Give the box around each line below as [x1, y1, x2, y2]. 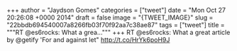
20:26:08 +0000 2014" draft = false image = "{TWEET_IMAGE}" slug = [6, 13, 214, 22]
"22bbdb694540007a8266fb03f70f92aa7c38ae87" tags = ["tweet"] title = [6, 21, 225, 29]
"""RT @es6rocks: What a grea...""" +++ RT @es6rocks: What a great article [6, 28, 231, 36]
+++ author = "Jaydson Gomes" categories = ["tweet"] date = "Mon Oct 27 [6, 6, 226, 14]
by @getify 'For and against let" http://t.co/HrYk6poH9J [6, 36, 170, 44]
